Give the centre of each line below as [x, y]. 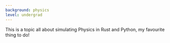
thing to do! [17, 35]
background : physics [27, 10]
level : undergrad [24, 15]
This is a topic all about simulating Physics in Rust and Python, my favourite [85, 29]
